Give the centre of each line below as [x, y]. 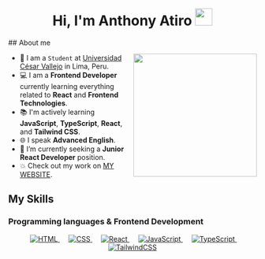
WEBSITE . [36, 174]
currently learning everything [67, 86]
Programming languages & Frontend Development [106, 222]
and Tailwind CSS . [50, 131]
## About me [30, 43]
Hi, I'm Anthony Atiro [122, 21]
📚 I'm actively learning [57, 112]
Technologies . [43, 103]
